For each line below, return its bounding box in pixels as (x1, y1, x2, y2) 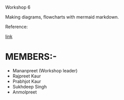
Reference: (5, 24, 28, 30)
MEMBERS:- (5, 51, 57, 62)
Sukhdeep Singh (12, 83, 47, 89)
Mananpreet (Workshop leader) (12, 67, 78, 73)
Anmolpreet (12, 89, 37, 95)
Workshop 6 (5, 5, 31, 10)
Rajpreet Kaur (12, 73, 41, 79)
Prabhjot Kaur (12, 78, 41, 84)
